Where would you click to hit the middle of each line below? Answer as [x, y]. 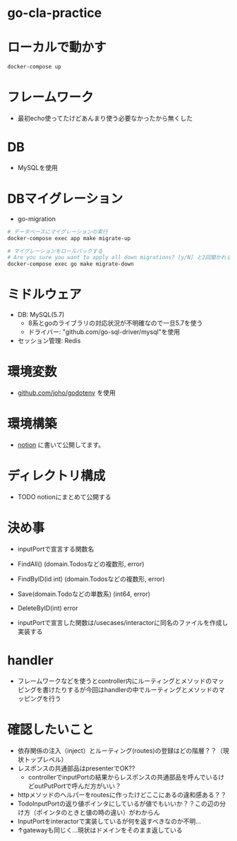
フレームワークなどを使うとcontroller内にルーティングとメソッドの [115, 681]
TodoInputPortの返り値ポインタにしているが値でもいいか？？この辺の [119, 804]
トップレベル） [45, 759]
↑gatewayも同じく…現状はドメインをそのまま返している [100, 830]
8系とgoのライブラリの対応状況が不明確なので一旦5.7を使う [115, 323]
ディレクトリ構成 [56, 476]
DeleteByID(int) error [48, 608]
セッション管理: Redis [49, 341]
